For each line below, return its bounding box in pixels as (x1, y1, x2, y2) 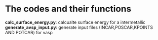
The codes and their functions (5, 3, 132, 14)
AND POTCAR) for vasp (5, 29, 53, 35)
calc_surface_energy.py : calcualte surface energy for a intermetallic (5, 19, 146, 25)
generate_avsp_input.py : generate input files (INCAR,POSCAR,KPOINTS (5, 24, 153, 30)
